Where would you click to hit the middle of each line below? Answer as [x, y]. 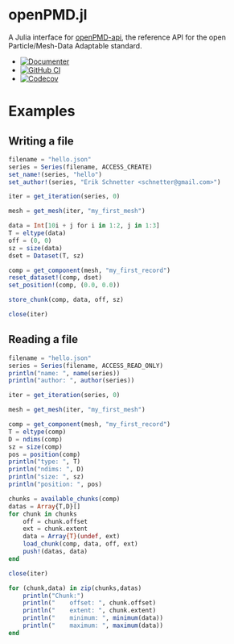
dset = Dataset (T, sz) [46, 256]
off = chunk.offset [55, 521]
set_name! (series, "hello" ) [55, 174]
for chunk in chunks [43, 514]
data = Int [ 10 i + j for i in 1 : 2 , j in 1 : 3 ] [84, 226]
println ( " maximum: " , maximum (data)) [93, 625]
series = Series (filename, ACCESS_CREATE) [80, 167]
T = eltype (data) [37, 233]
